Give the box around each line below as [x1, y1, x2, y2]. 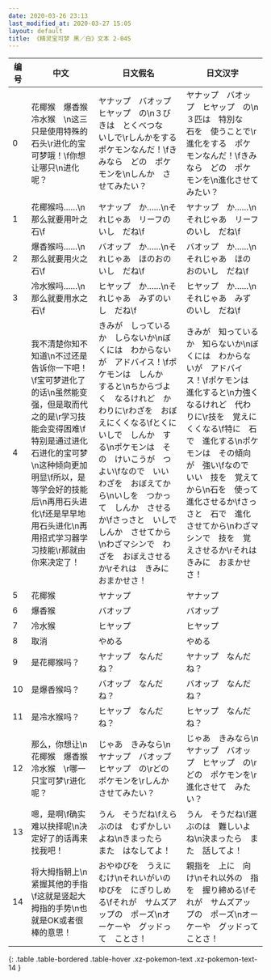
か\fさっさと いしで [98, 515, 177, 526]
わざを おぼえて [98, 478, 163, 490]
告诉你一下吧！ [31, 363, 89, 374]
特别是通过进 [31, 435, 81, 447]
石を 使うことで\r [186, 126, 257, 138]
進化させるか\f [186, 496, 241, 507]
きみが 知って [186, 326, 243, 337]
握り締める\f [202, 885, 249, 896]
